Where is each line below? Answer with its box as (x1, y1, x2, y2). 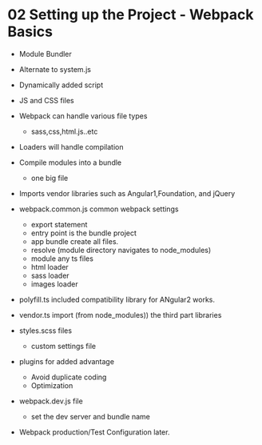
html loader (30, 262, 69, 271)
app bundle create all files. (30, 236, 119, 246)
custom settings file (30, 341, 97, 351)
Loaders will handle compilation (18, 142, 124, 151)
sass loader (30, 271, 69, 280)
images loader (30, 279, 78, 289)
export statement (30, 219, 88, 229)
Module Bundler (18, 49, 73, 58)
